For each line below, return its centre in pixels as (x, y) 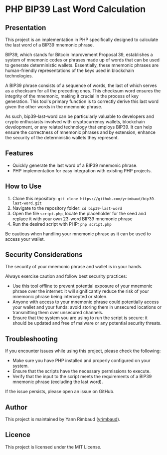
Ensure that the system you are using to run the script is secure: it (80, 318)
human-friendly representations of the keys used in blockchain (70, 70)
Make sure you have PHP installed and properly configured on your (81, 361)
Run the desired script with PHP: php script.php (62, 224)
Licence (18, 435)
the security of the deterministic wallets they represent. (62, 138)
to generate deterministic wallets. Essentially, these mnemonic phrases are (82, 65)
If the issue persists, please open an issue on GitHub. (60, 392)
